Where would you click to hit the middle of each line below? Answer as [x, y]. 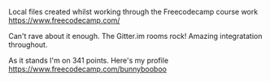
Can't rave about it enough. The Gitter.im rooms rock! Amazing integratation [135, 36]
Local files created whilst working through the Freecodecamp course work [133, 12]
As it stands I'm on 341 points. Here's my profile [89, 60]
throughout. [28, 45]
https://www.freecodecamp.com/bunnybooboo [87, 69]
